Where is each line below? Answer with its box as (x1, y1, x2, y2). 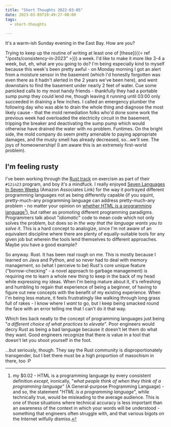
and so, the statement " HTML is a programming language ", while (12, 388, 149, 395)
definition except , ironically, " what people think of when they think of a (12, 378, 161, 384)
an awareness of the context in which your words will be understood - (12, 405, 160, 411)
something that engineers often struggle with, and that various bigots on (12, 410, 164, 416)
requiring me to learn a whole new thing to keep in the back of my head (5, 273, 155, 279)
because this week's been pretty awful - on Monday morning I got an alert (5, 66, 161, 72)
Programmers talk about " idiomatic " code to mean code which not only (5, 215, 155, 221)
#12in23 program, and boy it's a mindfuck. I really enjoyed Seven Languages (5, 181, 165, 188)
